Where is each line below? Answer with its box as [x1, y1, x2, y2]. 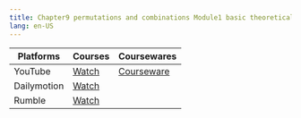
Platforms [17, 50, 61, 63]
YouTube [13, 64, 51, 77]
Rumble [13, 94, 47, 106]
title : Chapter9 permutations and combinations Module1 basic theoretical [9, 13, 295, 22]
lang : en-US [9, 21, 54, 30]
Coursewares [117, 50, 177, 63]
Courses [73, 50, 110, 63]
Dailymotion [13, 80, 64, 92]
